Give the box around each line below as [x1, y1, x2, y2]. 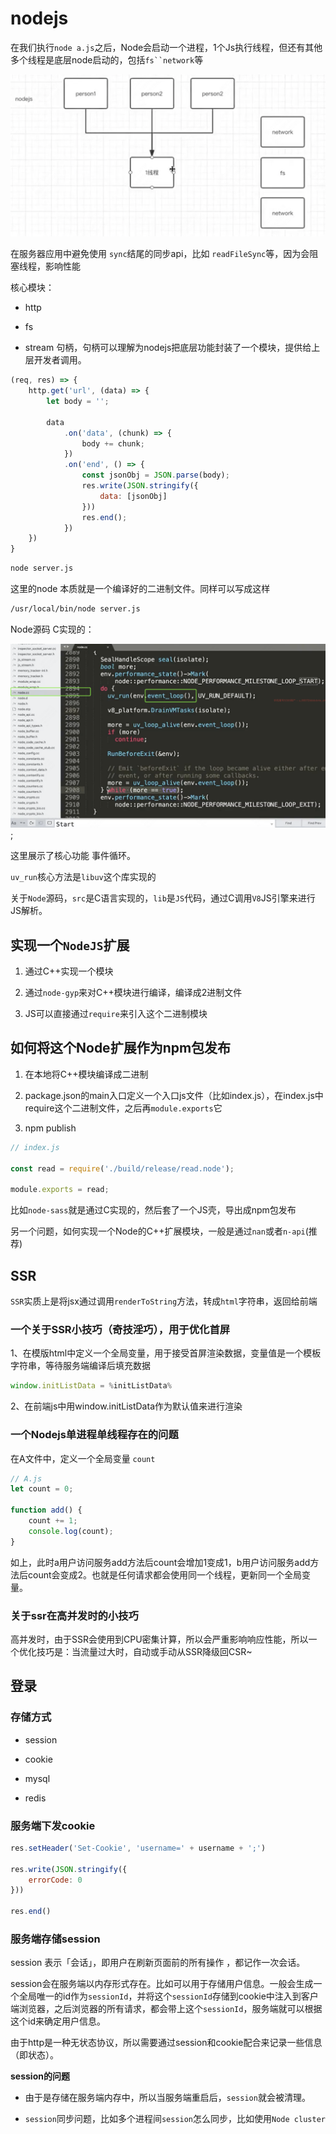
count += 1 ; [28, 1516, 78, 1526]
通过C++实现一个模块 [24, 965, 114, 977]
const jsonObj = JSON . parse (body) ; [81, 470, 230, 481]
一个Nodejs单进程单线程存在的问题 [10, 1428, 179, 1442]
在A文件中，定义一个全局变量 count [10, 1452, 156, 1464]
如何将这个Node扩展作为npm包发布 [10, 1040, 232, 1057]
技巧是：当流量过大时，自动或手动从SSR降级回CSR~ [36, 1645, 253, 1657]
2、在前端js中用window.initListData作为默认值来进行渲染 [10, 1400, 243, 1412]
